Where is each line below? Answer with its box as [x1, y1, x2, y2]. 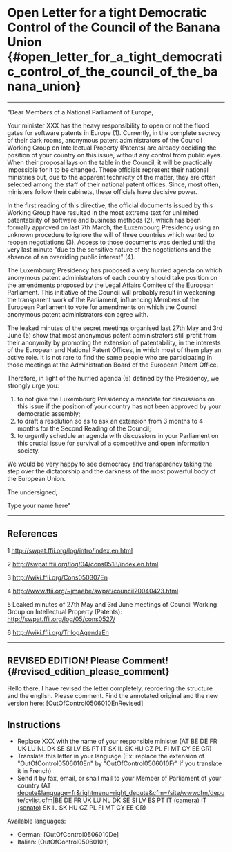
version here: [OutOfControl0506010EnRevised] [7, 699, 144, 707]
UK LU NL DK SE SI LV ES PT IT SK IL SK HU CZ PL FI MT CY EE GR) [17, 745, 212, 753]
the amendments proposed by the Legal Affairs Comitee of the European [7, 281, 214, 289]
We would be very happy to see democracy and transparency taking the [7, 460, 213, 468]
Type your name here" [7, 501, 71, 510]
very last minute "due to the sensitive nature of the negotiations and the [7, 245, 211, 254]
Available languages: [7, 817, 66, 826]
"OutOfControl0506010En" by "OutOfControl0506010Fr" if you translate [17, 759, 222, 767]
